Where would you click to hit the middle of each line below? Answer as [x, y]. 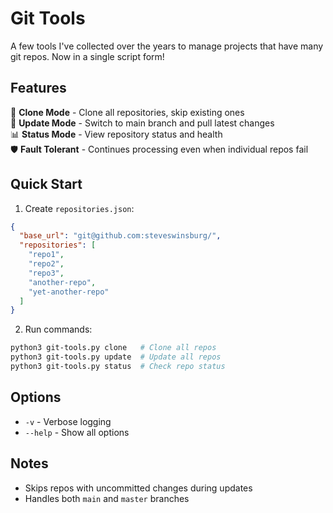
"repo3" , [46, 273]
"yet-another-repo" [69, 292]
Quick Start [46, 184]
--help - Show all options [77, 432]
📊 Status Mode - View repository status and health [116, 134]
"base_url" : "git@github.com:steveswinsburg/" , [120, 236]
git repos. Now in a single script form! [87, 56]
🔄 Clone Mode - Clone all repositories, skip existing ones [127, 112]
